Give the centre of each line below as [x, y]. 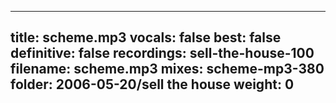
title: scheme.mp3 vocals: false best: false [146, 37]
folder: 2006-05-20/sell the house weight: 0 [152, 84]
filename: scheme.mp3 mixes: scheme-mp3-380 [167, 69]
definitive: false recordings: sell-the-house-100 [162, 53]
